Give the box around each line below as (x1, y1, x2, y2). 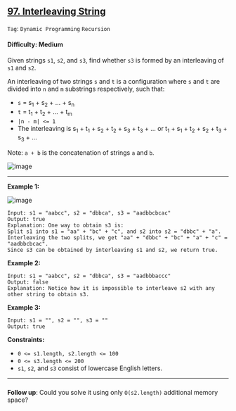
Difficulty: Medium (7, 40, 63, 49)
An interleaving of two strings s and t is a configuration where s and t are (7, 77, 220, 86)
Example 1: (7, 182, 40, 191)
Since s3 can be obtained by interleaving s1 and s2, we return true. (7, 246, 218, 254)
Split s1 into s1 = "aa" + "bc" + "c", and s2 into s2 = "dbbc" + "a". (7, 228, 221, 235)
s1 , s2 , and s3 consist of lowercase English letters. (17, 364, 163, 372)
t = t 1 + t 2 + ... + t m (17, 107, 72, 118)
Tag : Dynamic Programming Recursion (7, 24, 110, 32)
